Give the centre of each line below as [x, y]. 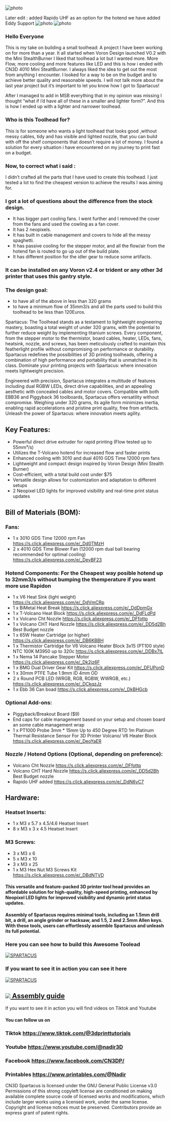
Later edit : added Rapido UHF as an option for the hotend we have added [83, 18]
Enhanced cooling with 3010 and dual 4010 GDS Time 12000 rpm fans [86, 458]
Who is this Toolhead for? [38, 120]
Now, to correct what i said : [40, 166]
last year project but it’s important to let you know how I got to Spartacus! [82, 86]
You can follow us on [28, 1020]
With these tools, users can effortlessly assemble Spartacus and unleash [85, 926]
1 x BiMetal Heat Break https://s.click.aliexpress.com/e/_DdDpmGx [82, 608]
